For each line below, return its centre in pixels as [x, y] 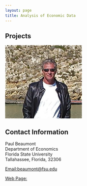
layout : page [18, 10]
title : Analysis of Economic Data [41, 15]
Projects [18, 36]
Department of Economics [32, 149]
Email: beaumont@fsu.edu [31, 169]
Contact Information [37, 132]
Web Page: [16, 179]
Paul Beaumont [20, 144]
